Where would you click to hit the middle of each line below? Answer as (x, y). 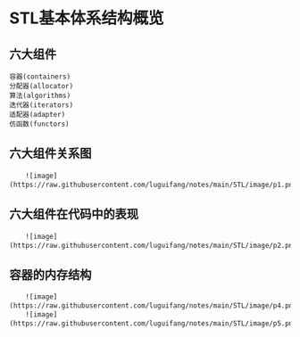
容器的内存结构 (50, 275)
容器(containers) (40, 77)
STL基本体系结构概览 (87, 18)
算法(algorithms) (40, 95)
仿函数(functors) (39, 124)
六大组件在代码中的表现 (74, 214)
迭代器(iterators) (42, 105)
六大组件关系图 (50, 154)
